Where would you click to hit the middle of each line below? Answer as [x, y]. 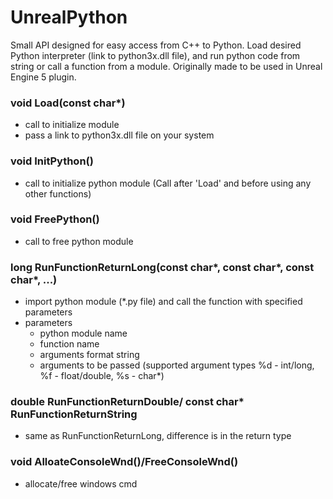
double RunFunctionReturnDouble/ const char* [127, 402]
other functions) [58, 193]
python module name [83, 333]
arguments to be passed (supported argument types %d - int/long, [177, 365]
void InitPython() [52, 161]
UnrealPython [69, 17]
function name [69, 344]
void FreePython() [55, 219]
